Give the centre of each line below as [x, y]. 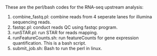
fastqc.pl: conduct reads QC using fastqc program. [65, 27]
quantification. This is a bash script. [49, 43]
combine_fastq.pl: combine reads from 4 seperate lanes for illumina [82, 17]
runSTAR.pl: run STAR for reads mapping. [55, 32]
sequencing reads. [32, 22]
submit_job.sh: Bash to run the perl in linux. [57, 48]
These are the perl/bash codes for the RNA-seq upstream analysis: [74, 7]
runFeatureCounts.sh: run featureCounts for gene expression [75, 38]
